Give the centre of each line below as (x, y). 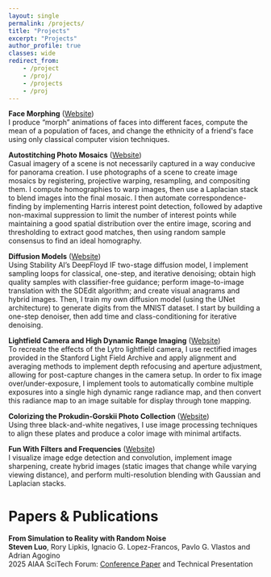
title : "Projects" (39, 31)
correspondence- (217, 198)
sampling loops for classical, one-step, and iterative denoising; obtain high (132, 274)
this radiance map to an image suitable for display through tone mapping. (130, 401)
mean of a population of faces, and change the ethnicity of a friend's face (131, 131)
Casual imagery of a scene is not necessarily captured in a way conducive (132, 164)
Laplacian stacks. (38, 483)
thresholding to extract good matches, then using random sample (117, 232)
